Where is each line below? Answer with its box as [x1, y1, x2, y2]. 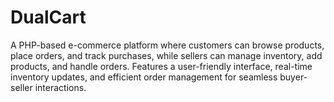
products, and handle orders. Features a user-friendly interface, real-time [10, 60, 313, 72]
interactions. [34, 81, 87, 93]
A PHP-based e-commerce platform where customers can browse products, [10, 39, 325, 51]
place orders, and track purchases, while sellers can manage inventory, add [10, 49, 323, 61]
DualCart [10, 6, 87, 29]
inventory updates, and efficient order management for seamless [10, 71, 278, 83]
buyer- [279, 71, 308, 83]
